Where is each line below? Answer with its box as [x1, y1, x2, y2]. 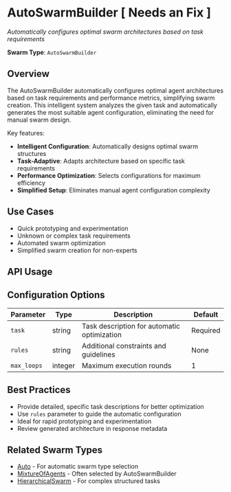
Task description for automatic [81, 321, 181, 331]
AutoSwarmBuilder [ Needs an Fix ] [7, 5, 212, 21]
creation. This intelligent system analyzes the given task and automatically [7, 101, 218, 109]
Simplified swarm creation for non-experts [16, 246, 137, 254]
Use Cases [7, 206, 54, 218]
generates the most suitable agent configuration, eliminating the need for [7, 108, 214, 116]
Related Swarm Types [7, 444, 103, 456]
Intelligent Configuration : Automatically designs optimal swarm [16, 142, 199, 150]
